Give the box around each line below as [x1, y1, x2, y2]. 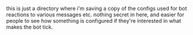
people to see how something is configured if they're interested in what [6, 17, 182, 24]
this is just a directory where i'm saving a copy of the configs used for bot [6, 5, 188, 12]
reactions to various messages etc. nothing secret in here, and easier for [6, 11, 185, 18]
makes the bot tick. [6, 23, 54, 30]
